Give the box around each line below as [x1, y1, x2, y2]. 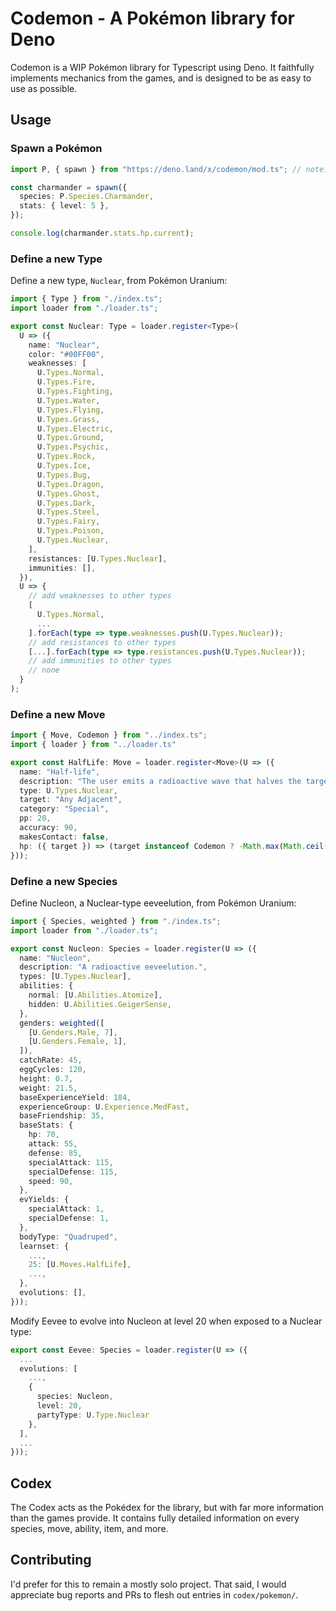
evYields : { [19, 1195, 70, 1205]
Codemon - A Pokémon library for [10, 7, 295, 30]
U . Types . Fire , [36, 377, 97, 387]
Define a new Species [10, 874, 118, 888]
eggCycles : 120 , [19, 1065, 87, 1075]
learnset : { [19, 1241, 70, 1251]
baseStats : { [19, 1120, 74, 1131]
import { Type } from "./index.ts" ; [10, 294, 163, 304]
